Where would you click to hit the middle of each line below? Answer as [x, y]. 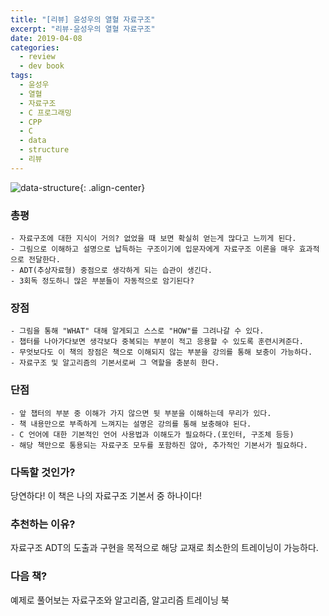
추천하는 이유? [43, 524]
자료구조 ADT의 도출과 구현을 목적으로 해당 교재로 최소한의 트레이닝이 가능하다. [164, 548]
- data [33, 141]
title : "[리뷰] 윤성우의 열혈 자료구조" [83, 19]
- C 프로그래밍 [45, 112]
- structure [44, 150]
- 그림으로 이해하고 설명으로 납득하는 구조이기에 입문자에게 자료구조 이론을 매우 [152, 249]
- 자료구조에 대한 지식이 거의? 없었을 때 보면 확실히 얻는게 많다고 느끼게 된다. [153, 239]
